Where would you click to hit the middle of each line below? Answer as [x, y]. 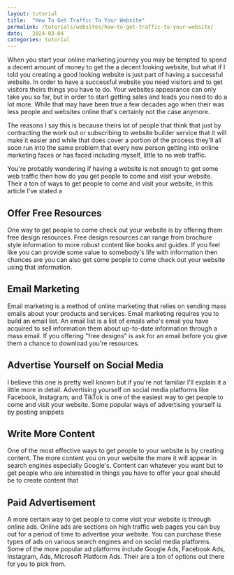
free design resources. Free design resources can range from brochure [110, 237]
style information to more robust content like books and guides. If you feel [114, 244]
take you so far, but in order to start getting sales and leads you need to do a [117, 97]
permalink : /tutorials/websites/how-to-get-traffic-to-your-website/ [111, 27]
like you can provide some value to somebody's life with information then [112, 252]
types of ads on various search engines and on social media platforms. [109, 542]
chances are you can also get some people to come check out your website [116, 259]
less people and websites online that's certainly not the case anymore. [109, 112]
